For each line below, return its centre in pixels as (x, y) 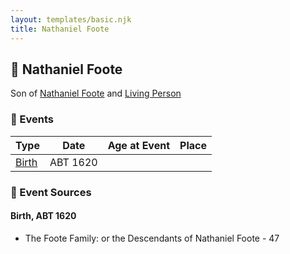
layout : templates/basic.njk (71, 19)
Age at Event (139, 145)
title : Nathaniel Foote (60, 29)
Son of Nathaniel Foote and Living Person (96, 93)
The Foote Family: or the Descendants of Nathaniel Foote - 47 (152, 238)
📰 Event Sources (51, 192)
